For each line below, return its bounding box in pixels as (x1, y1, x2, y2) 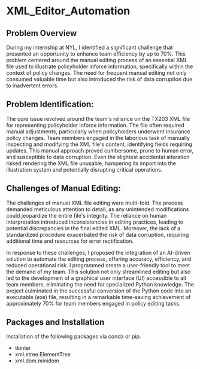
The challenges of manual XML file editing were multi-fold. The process (6, 199, 183, 206)
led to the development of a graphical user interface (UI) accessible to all (6, 274, 186, 282)
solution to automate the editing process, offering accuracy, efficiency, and (6, 255, 192, 263)
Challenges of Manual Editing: (6, 184, 121, 194)
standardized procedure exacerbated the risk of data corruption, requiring (6, 231, 189, 238)
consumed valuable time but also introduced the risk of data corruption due (6, 76, 193, 83)
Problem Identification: (6, 99, 94, 109)
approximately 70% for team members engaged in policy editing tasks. (6, 300, 181, 307)
